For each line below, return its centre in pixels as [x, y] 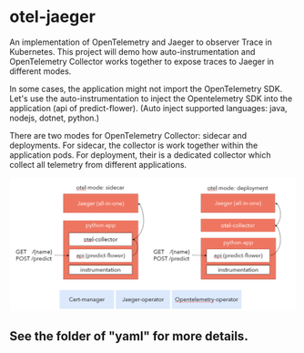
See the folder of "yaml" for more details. [129, 336]
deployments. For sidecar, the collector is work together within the [134, 145]
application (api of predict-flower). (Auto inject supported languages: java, [149, 108]
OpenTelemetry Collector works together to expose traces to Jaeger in [142, 61]
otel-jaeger [52, 17]
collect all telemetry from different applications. [98, 164]
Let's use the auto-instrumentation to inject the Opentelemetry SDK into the [151, 99]
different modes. [41, 71]
